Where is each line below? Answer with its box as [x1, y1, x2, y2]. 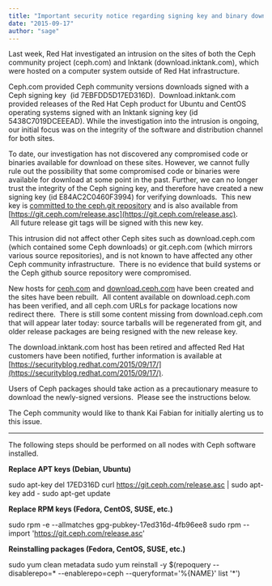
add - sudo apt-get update [22, 489, 111, 499]
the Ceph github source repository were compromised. [8, 268, 192, 278]
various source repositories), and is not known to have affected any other [8, 251, 253, 261]
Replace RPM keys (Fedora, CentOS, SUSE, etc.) [8, 504, 173, 514]
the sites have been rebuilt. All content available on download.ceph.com [8, 292, 251, 302]
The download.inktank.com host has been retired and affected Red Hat [8, 342, 245, 352]
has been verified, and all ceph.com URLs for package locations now [8, 301, 238, 311]
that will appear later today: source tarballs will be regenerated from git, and [8, 318, 261, 328]
